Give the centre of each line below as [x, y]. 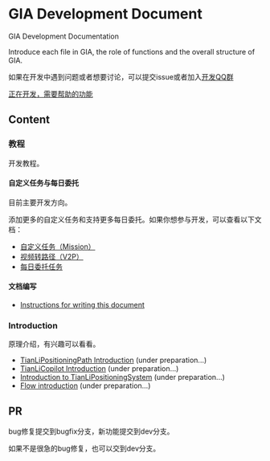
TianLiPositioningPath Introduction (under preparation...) [113, 360]
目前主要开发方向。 [40, 202]
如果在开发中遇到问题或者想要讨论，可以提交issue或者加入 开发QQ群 [121, 76]
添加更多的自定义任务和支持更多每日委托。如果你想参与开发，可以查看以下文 [135, 219]
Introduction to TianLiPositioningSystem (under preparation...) [122, 377]
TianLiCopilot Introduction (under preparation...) [99, 369]
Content [29, 120]
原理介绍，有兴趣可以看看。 [54, 344]
